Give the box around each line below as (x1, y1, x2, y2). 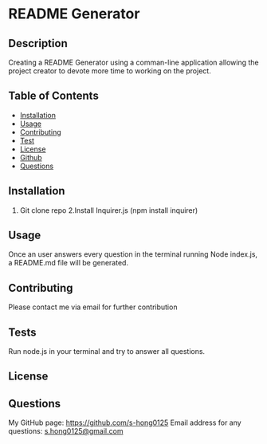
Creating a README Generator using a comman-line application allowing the (8, 57, 259, 67)
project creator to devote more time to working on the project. (8, 66, 211, 76)
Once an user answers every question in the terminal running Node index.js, (8, 250, 257, 259)
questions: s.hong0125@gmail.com (8, 426, 124, 436)
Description (8, 37, 68, 50)
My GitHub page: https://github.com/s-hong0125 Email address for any (8, 418, 241, 427)
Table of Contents (8, 89, 100, 103)
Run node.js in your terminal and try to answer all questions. (8, 347, 206, 356)
